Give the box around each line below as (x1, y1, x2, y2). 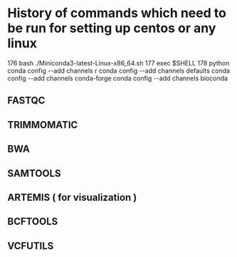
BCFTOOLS (7, 216, 58, 228)
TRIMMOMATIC (7, 119, 78, 131)
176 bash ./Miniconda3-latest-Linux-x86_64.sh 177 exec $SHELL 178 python (7, 58, 230, 67)
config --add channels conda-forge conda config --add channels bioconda (7, 73, 228, 83)
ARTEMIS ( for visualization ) (7, 191, 137, 204)
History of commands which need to (7, 5, 226, 21)
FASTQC (7, 95, 46, 107)
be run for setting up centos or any (7, 20, 216, 36)
